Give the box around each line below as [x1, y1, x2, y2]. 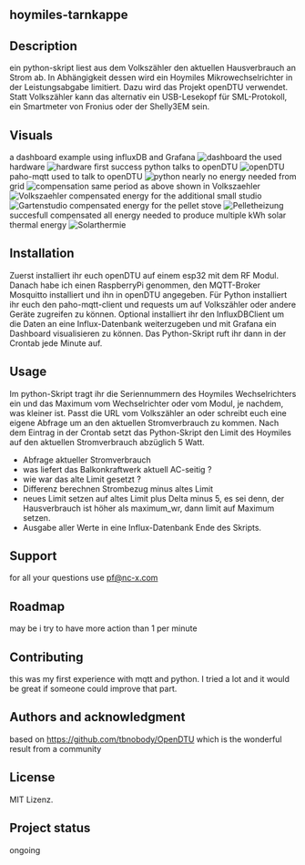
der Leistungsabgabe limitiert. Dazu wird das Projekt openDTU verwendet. [9, 82, 289, 93]
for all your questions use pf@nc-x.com [9, 573, 158, 584]
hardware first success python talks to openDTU [9, 161, 239, 172]
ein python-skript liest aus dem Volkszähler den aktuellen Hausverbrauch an [9, 63, 296, 74]
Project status [9, 820, 91, 836]
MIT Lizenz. [9, 794, 54, 805]
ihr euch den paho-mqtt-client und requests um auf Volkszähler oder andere [9, 299, 297, 310]
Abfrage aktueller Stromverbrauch [22, 454, 152, 465]
